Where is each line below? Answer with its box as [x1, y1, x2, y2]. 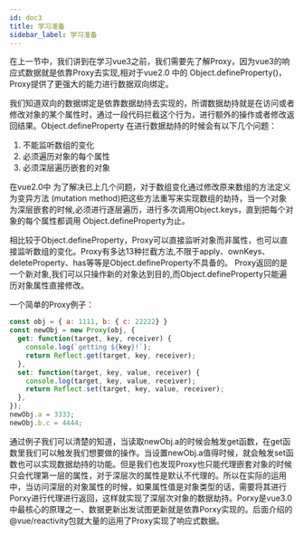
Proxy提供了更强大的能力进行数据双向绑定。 [9, 79, 174, 90]
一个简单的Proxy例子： [9, 300, 95, 310]
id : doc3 [9, 13, 43, 23]
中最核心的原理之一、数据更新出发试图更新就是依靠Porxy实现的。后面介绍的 [9, 503, 293, 514]
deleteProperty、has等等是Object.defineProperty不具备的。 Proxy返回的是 [9, 257, 288, 268]
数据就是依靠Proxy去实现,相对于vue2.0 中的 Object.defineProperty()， [24, 67, 287, 78]
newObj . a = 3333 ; [9, 410, 75, 419]
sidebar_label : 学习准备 [9, 30, 98, 39]
